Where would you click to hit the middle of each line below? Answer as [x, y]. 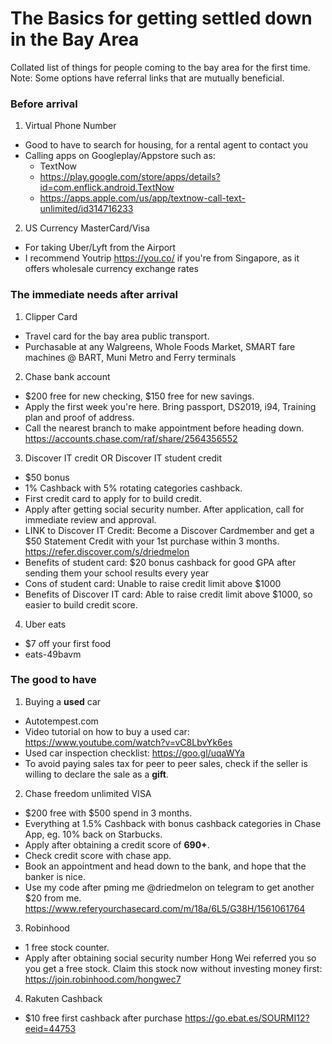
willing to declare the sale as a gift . [97, 774]
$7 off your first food [68, 643]
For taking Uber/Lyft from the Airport [100, 248]
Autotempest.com [61, 721]
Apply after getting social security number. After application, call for [164, 509]
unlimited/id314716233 [86, 209]
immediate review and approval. [90, 519]
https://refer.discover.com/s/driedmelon [107, 551]
